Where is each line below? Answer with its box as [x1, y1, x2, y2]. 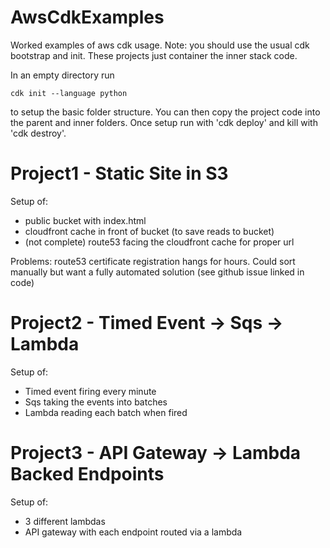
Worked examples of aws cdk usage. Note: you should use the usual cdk [10, 39, 310, 51]
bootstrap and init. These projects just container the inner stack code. [10, 49, 298, 61]
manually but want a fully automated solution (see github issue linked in [10, 266, 305, 278]
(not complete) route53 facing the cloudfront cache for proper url [24, 236, 295, 248]
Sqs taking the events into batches [24, 396, 168, 408]
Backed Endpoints [10, 463, 165, 485]
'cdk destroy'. [10, 127, 67, 139]
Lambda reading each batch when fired [24, 406, 188, 418]
